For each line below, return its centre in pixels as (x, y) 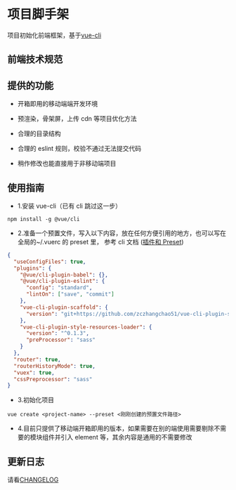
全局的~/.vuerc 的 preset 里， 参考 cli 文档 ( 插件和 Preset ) (100, 241)
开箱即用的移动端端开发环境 (58, 104)
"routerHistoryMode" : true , (55, 366)
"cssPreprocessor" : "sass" (53, 379)
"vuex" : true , (34, 373)
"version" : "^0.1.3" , (58, 333)
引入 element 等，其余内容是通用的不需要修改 (126, 437)
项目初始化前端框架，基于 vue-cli (54, 35)
